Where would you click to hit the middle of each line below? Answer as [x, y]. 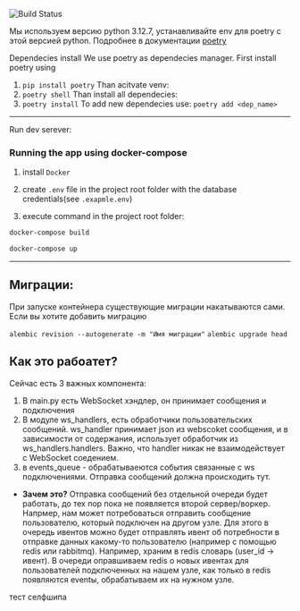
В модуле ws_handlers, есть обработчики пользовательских [137, 420]
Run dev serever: [41, 129]
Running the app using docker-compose [98, 152]
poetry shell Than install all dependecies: [100, 94]
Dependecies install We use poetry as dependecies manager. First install [143, 58]
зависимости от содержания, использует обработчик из [130, 438]
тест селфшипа [38, 597]
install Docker [46, 172]
